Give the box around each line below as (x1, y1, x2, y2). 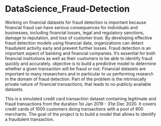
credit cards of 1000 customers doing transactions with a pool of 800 (5, 106, 144, 112)
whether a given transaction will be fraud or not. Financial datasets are (5, 65, 146, 71)
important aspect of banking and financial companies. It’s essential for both (5, 50, 156, 56)
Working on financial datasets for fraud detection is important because (5, 19, 146, 25)
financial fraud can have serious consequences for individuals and (5, 24, 138, 30)
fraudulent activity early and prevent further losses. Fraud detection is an (5, 45, 151, 51)
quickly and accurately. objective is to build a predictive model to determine (5, 61, 156, 66)
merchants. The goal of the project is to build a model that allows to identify (5, 111, 156, 117)
